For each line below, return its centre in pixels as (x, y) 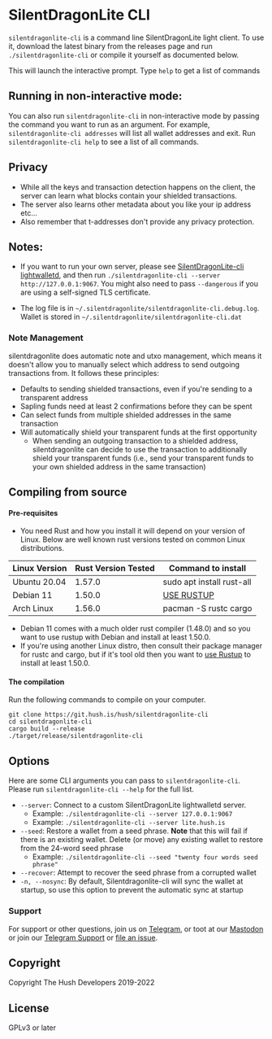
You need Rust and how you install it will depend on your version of (132, 531)
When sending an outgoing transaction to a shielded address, (135, 440)
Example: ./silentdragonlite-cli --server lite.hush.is (129, 823)
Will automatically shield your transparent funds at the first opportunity (138, 432)
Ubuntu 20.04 (39, 582)
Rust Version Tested (115, 569)
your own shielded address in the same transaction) (119, 466)
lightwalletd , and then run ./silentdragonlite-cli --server (120, 275)
